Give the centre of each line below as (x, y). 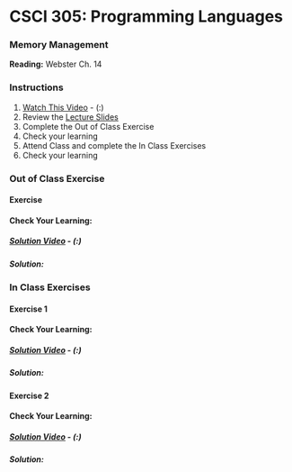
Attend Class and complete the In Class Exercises (114, 145)
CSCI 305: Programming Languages (146, 17)
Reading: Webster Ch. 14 (56, 64)
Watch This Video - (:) (63, 107)
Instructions (37, 87)
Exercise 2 (29, 395)
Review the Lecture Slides (70, 117)
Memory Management (59, 45)
